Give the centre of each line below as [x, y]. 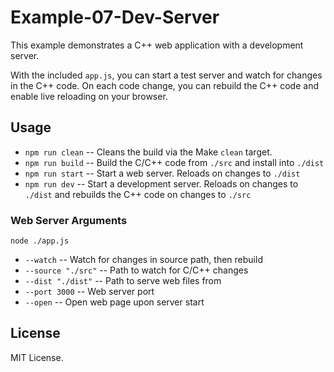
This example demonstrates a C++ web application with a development [157, 45]
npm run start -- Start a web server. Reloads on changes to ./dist [162, 173]
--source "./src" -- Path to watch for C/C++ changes [136, 270]
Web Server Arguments [69, 220]
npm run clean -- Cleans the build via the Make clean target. [148, 152]
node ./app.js [40, 241]
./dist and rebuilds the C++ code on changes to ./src [138, 194]
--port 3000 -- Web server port [89, 292]
